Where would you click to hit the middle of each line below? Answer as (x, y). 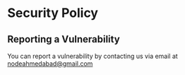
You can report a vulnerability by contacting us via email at (92, 56)
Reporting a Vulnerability (64, 39)
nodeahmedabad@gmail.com (50, 64)
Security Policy (53, 13)
